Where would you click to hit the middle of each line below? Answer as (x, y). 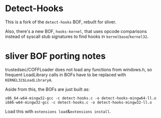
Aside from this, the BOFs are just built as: (47, 89)
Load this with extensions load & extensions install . (58, 111)
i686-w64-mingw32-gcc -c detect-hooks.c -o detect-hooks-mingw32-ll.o (79, 102)
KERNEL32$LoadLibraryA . (29, 80)
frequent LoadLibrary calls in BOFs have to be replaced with (66, 75)
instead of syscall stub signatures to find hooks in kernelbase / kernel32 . (77, 36)
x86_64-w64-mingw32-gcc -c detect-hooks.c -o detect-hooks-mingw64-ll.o (81, 98)
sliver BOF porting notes (56, 56)
